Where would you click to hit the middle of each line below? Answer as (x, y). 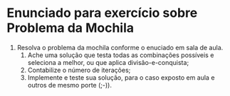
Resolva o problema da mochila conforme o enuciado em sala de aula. (120, 47)
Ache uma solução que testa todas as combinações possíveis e (121, 55)
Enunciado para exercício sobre (102, 13)
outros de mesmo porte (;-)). (69, 85)
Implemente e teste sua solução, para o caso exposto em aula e (121, 77)
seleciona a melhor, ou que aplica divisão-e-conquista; (108, 62)
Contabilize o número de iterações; (79, 70)
